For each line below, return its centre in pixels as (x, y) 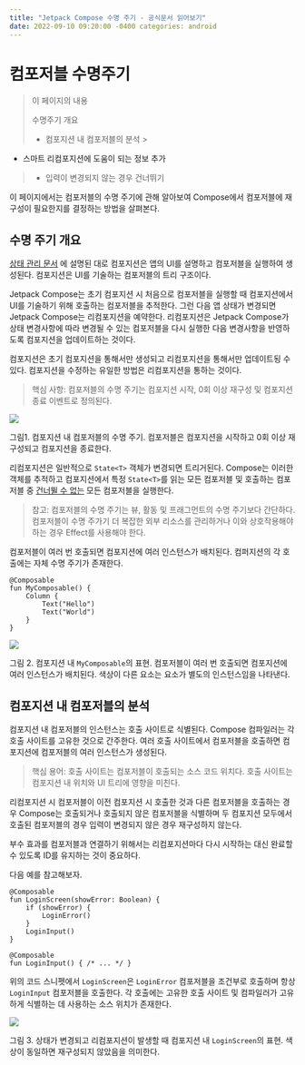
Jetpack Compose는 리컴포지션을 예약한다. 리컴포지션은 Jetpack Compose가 (149, 317)
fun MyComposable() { (50, 588)
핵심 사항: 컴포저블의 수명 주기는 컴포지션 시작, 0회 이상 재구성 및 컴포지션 (162, 390)
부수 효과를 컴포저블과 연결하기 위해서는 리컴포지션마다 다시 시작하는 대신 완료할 (151, 844)
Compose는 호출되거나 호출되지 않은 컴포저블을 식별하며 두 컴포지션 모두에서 (156, 814)
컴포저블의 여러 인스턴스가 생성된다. (104, 752)
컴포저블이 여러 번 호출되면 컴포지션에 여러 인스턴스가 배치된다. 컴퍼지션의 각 (145, 552)
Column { (42, 597)
